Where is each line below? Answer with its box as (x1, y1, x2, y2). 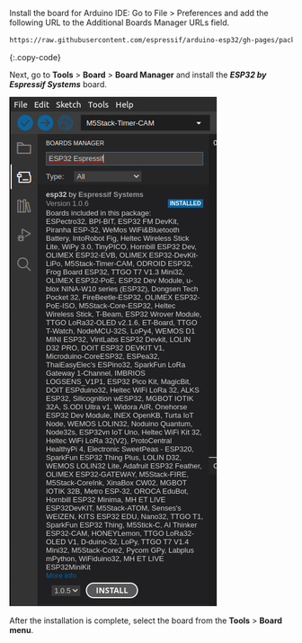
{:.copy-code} (9, 51, 61, 62)
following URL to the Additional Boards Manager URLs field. (9, 17, 230, 28)
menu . (9, 624, 34, 635)
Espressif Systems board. (9, 78, 108, 89)
